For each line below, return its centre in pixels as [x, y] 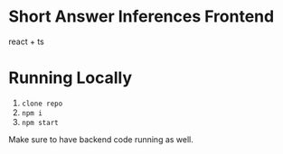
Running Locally [71, 78]
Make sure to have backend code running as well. [101, 139]
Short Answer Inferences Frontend [141, 17]
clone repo [42, 104]
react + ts [26, 41]
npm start [40, 122]
